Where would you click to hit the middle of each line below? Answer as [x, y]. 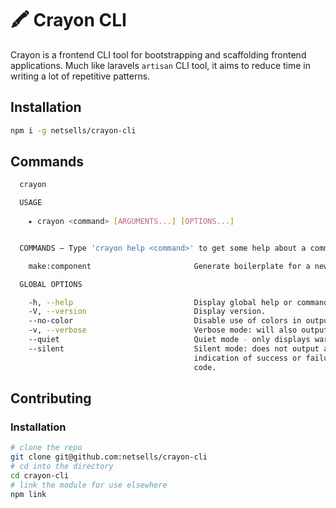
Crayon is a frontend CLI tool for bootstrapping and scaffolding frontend [158, 54]
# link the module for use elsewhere [89, 485]
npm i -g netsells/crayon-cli [73, 130]
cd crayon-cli [40, 475]
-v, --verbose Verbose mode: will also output [178, 330]
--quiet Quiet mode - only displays [169, 340]
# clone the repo [46, 448]
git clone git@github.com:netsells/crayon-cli [109, 457]
